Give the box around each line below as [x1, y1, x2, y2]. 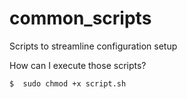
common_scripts [9, 7, 152, 30]
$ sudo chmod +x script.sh [9, 78, 127, 89]
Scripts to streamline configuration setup [9, 40, 178, 52]
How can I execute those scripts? [9, 59, 147, 71]
